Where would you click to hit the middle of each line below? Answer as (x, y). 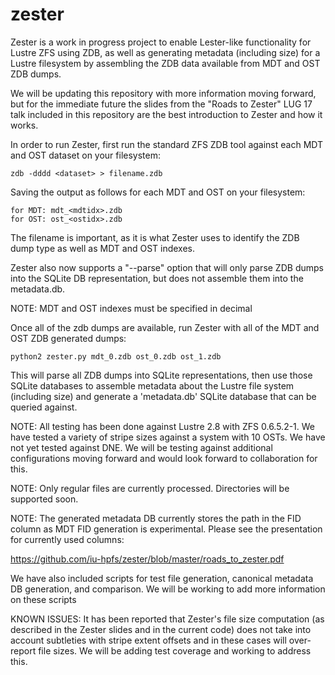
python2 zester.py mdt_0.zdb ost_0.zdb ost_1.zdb (116, 356)
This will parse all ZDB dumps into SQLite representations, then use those (161, 375)
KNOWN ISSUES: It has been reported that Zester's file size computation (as (167, 619)
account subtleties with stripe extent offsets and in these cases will (148, 640)
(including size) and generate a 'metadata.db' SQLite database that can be (163, 396)
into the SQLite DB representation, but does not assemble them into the (157, 278)
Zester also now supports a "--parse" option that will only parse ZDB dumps (167, 267)
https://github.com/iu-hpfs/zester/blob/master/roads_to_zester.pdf (147, 559)
